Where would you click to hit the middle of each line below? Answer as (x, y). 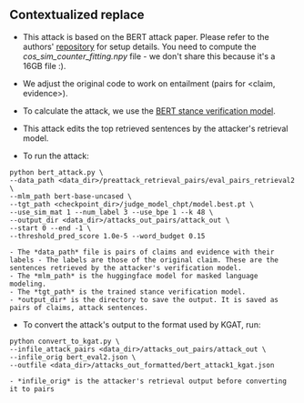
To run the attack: (56, 156)
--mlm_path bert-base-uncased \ (71, 196)
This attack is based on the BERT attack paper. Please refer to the (146, 36)
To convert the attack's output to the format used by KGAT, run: (142, 324)
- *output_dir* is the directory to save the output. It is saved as (144, 299)
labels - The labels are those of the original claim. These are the (144, 260)
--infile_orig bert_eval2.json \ (73, 357)
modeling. (28, 284)
